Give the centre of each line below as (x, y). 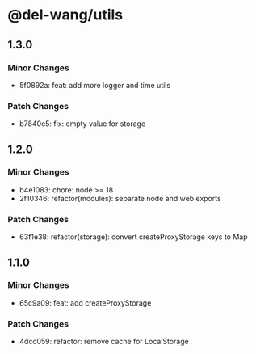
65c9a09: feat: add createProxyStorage (85, 303)
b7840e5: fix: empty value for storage (82, 124)
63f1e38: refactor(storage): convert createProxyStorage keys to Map (133, 237)
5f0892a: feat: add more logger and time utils (95, 85)
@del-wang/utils (65, 15)
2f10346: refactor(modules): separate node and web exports (120, 198)
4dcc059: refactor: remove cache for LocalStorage (104, 342)
